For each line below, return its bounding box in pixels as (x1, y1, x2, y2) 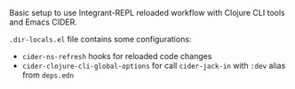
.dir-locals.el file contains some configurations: (9, 34, 192, 44)
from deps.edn (21, 70, 74, 80)
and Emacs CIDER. (9, 17, 78, 27)
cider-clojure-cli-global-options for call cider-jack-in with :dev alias (21, 61, 286, 70)
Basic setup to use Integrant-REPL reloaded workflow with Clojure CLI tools (9, 8, 286, 18)
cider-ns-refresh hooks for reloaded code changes (21, 51, 212, 61)
